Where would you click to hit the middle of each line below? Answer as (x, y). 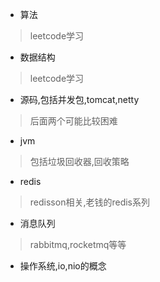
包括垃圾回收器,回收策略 (79, 161)
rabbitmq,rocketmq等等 (78, 244)
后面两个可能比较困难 (73, 121)
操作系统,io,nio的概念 (63, 266)
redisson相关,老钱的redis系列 (89, 202)
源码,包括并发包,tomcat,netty (79, 99)
